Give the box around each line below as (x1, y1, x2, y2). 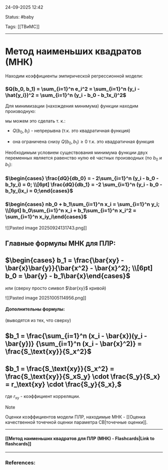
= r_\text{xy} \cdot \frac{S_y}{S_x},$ (5, 380, 121, 388)
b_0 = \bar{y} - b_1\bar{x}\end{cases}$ (5, 272, 130, 280)
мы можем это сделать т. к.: (5, 118, 66, 124)
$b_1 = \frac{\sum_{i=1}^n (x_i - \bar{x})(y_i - (5, 332, 147, 340)
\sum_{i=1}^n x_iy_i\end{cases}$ (5, 213, 87, 220)
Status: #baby (5, 14, 34, 19)
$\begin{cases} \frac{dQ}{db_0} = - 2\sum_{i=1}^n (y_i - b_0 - (5, 175, 159, 182)
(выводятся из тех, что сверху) (5, 317, 71, 323)
